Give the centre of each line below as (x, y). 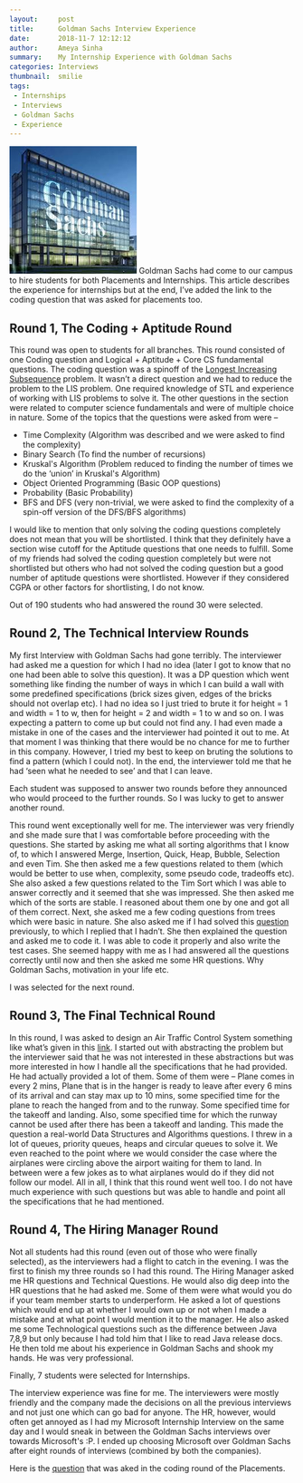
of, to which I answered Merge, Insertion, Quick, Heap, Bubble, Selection (145, 854)
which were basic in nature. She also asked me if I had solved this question (149, 921)
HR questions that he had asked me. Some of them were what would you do (151, 1290)
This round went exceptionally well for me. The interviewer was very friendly (152, 825)
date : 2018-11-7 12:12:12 (70, 38)
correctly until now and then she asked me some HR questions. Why (137, 960)
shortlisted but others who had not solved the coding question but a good (147, 568)
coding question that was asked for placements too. (106, 300)
